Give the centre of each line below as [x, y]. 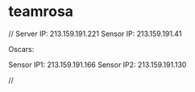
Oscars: [21, 49]
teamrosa [41, 12]
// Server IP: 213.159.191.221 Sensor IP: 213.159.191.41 [95, 34]
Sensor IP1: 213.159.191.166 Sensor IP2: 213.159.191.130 [97, 64]
